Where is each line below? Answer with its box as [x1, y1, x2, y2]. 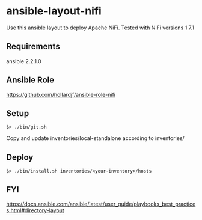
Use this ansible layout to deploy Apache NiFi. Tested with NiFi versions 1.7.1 [6, 24, 194, 31]
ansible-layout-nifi [6, 4, 102, 18]
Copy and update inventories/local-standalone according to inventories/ [6, 135, 185, 142]
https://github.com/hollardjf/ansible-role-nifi [6, 91, 116, 98]
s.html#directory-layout [6, 207, 64, 214]
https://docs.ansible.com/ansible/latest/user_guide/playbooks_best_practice [6, 200, 196, 207]
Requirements [6, 41, 60, 52]
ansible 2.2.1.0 [6, 57, 42, 64]
